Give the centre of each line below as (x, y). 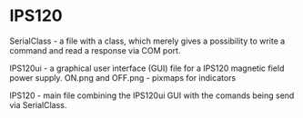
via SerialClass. (38, 104)
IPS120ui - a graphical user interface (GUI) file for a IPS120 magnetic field (147, 68)
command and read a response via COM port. (95, 50)
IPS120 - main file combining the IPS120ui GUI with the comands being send (152, 95)
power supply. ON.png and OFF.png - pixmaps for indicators (123, 77)
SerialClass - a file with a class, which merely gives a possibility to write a (147, 41)
